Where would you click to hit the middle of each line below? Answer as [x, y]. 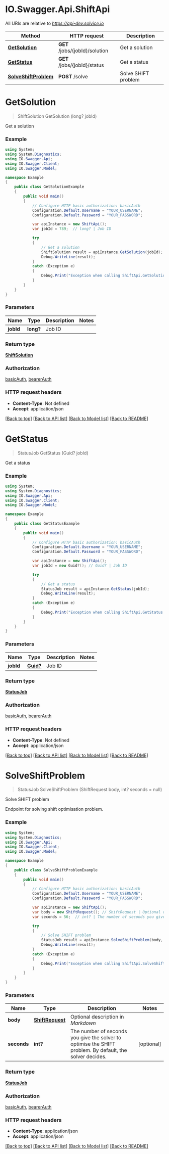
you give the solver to [96, 1038]
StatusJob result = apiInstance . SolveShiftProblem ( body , [102, 940]
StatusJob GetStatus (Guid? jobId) [53, 453]
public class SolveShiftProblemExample [56, 870]
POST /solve [73, 76]
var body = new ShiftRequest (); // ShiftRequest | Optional [96, 912]
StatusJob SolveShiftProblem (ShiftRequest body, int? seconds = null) [90, 790]
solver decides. [88, 1056]
